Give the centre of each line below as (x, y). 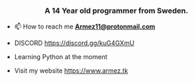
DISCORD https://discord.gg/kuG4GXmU (74, 43)
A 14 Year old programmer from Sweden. (116, 11)
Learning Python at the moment (61, 57)
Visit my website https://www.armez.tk (71, 71)
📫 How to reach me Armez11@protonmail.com (85, 26)
